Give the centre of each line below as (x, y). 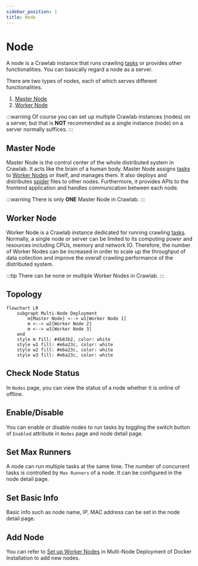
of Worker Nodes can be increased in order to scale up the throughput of (96, 251)
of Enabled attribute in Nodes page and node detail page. (75, 433)
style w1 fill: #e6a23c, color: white (65, 344)
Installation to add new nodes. (43, 558)
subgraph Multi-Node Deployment (57, 313)
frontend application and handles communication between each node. (92, 188)
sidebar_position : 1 (32, 12)
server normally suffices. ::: (40, 129)
